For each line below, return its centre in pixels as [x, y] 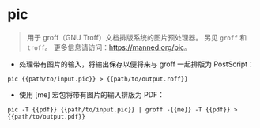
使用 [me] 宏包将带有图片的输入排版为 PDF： [92, 94]
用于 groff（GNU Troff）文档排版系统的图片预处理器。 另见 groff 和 [137, 37]
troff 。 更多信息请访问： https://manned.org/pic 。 [109, 47]
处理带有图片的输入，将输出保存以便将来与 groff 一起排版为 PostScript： [136, 64]
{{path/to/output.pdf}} [47, 116]
